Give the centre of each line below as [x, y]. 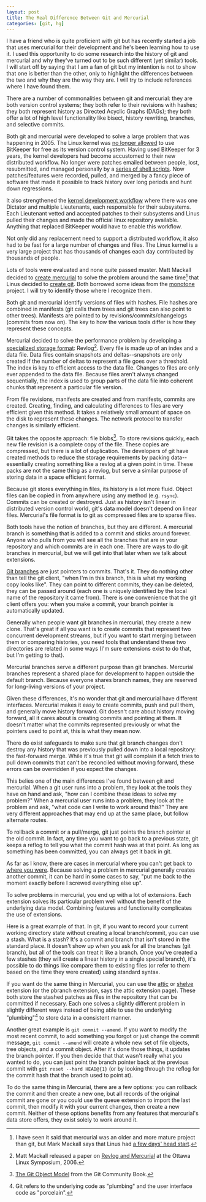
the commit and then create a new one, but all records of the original [93, 1094]
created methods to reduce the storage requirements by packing [88, 457]
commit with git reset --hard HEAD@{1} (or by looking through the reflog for [103, 1068]
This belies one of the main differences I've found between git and [90, 781]
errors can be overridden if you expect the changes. [72, 769]
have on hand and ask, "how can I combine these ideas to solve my [91, 794]
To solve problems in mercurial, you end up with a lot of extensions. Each [99, 895]
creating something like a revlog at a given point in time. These [114, 464]
